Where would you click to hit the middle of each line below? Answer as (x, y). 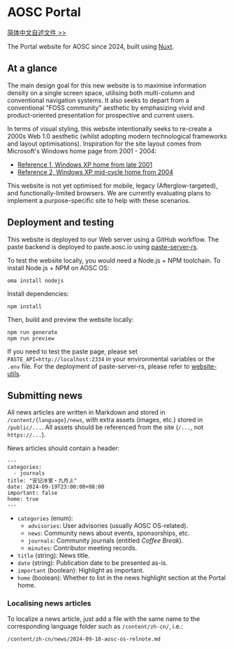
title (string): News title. (53, 556)
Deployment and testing (61, 222)
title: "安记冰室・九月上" (42, 481)
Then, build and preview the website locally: (71, 319)
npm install (24, 306)
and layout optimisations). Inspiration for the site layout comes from (104, 144)
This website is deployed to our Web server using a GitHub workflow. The (113, 239)
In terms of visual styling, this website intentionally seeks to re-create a (110, 128)
